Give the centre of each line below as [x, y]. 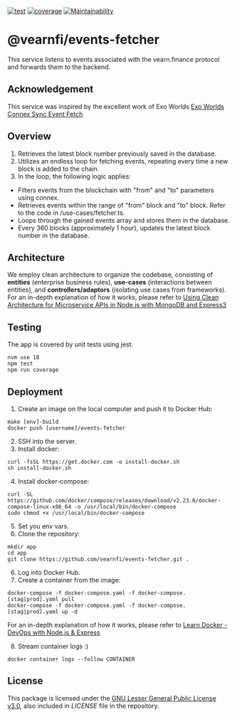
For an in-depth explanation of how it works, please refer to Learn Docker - [117, 625]
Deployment [35, 392]
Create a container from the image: [69, 580]
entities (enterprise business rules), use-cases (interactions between [110, 282]
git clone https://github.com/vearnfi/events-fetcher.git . [99, 559]
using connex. [38, 197]
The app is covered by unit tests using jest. [70, 344]
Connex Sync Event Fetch [45, 114]
